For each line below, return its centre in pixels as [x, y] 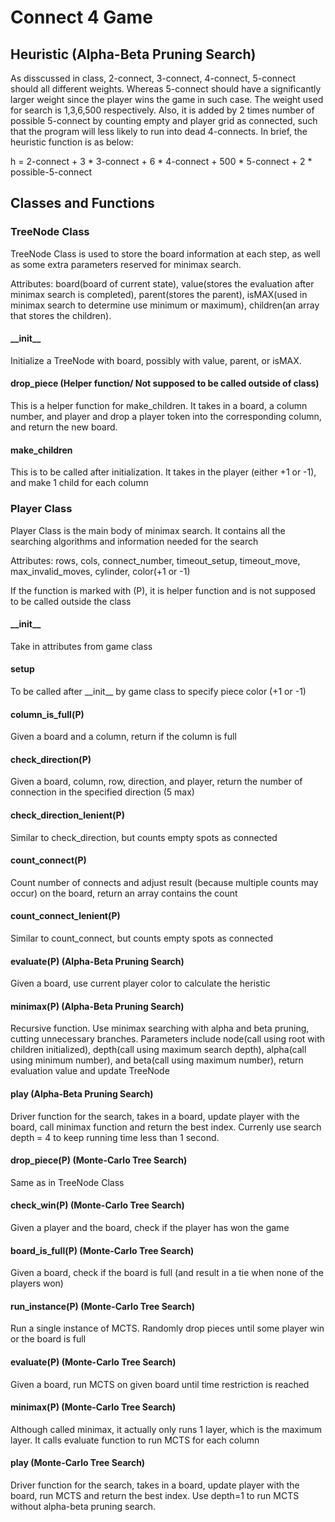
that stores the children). [61, 315]
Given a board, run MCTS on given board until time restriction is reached [160, 1384]
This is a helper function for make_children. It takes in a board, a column [159, 406]
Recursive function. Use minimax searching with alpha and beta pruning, [160, 1028]
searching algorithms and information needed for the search [134, 541]
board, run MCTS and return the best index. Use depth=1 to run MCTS [155, 1496]
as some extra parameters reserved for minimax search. [126, 264]
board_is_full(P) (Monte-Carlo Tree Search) [102, 1250]
